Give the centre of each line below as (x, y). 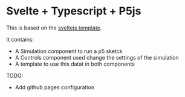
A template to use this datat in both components (75, 64)
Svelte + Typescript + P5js (74, 11)
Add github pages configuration (55, 87)
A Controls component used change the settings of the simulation (97, 57)
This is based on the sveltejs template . (54, 28)
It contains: (20, 39)
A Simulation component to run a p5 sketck (69, 51)
